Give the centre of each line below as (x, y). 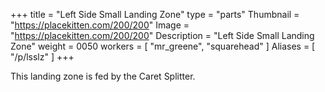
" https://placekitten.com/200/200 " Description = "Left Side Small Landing (162, 35)
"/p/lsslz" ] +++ (42, 57)
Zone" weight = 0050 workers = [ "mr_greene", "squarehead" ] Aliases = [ (163, 46)
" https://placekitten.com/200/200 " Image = (100, 25)
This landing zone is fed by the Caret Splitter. (103, 76)
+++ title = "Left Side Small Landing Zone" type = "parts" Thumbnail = (155, 14)
